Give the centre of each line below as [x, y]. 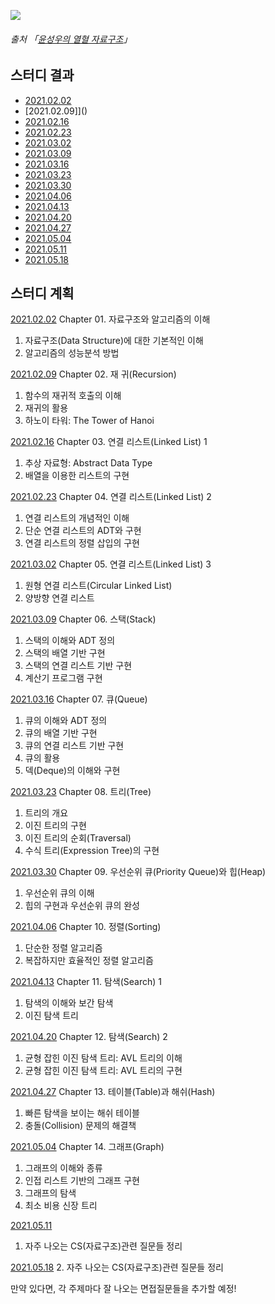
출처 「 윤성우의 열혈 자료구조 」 [71, 39]
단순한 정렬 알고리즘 [63, 948]
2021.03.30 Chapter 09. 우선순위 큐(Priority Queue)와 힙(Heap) [138, 872]
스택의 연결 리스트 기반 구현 [78, 666]
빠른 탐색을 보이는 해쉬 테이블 [82, 1113]
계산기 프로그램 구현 [63, 678]
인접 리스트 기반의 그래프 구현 [82, 1181]
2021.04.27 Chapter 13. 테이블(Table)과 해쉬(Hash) [113, 1092]
